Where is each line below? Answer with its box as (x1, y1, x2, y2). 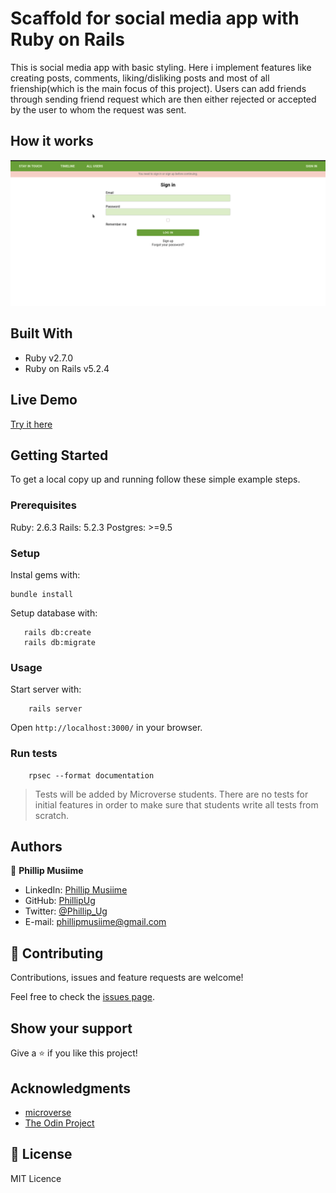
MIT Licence (10, 1172, 62, 1184)
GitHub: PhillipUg (24, 895, 96, 907)
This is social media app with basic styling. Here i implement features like (10, 61, 312, 73)
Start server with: (10, 683, 82, 696)
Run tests (10, 747, 58, 761)
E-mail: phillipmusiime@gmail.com (24, 916, 167, 928)
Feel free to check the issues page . (10, 991, 155, 1003)
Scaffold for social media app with (10, 7, 300, 30)
